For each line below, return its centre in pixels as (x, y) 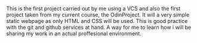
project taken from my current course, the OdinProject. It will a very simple (98, 15)
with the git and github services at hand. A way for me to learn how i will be (99, 27)
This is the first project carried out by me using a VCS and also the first (93, 9)
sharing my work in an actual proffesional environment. (74, 34)
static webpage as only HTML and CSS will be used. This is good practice (97, 21)
